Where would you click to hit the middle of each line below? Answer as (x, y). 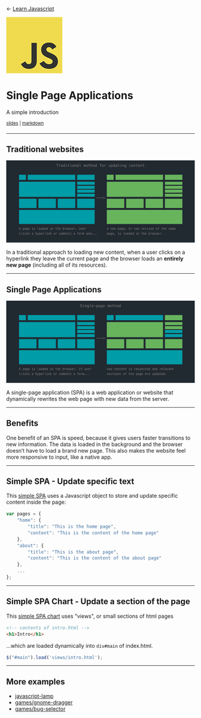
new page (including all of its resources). (57, 265)
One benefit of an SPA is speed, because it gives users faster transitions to (98, 438)
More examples (36, 682)
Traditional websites (45, 149)
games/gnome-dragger (44, 702)
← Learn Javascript (30, 9)
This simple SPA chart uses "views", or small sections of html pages (90, 616)
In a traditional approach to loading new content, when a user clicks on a (96, 252)
